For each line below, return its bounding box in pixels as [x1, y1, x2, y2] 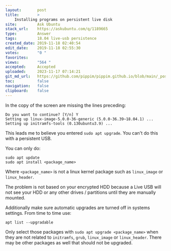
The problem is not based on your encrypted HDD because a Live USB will [5, 184, 161, 190]
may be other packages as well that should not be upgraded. [5, 239, 133, 245]
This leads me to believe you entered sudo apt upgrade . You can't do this [5, 130, 158, 136]
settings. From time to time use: [5, 210, 72, 216]
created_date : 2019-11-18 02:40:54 [5, 41, 81, 46]
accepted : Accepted [5, 64, 56, 69]
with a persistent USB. [5, 135, 52, 141]
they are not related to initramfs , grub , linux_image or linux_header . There [5, 234, 162, 240]
